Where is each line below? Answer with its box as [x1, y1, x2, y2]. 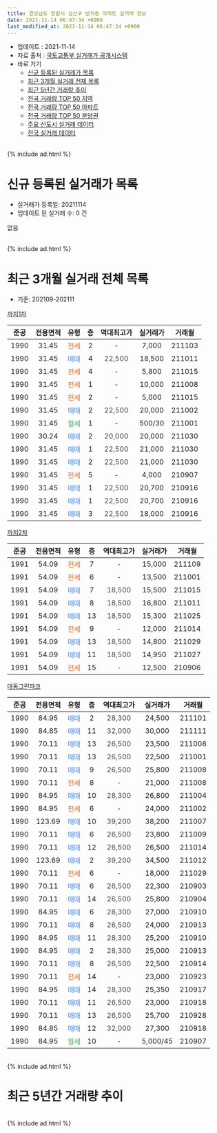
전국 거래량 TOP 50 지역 [27, 94, 93, 103]
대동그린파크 [7, 682, 41, 690]
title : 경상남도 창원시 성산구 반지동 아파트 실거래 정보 [7, 10, 147, 17]
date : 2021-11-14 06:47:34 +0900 [7, 17, 103, 23]
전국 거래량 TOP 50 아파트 [27, 103, 99, 111]
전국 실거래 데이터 [27, 129, 76, 137]
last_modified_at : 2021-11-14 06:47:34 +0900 [7, 23, 140, 30]
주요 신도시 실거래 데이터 [27, 120, 94, 128]
